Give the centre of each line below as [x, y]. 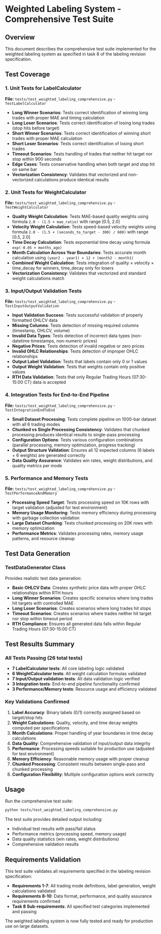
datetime [21, 341]
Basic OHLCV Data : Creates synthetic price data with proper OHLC [79, 587]
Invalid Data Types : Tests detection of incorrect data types [71, 336]
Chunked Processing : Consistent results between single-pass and [78, 764]
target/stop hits [27, 717]
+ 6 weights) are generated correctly [49, 455]
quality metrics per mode [37, 465]
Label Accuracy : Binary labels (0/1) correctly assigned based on [76, 712]
